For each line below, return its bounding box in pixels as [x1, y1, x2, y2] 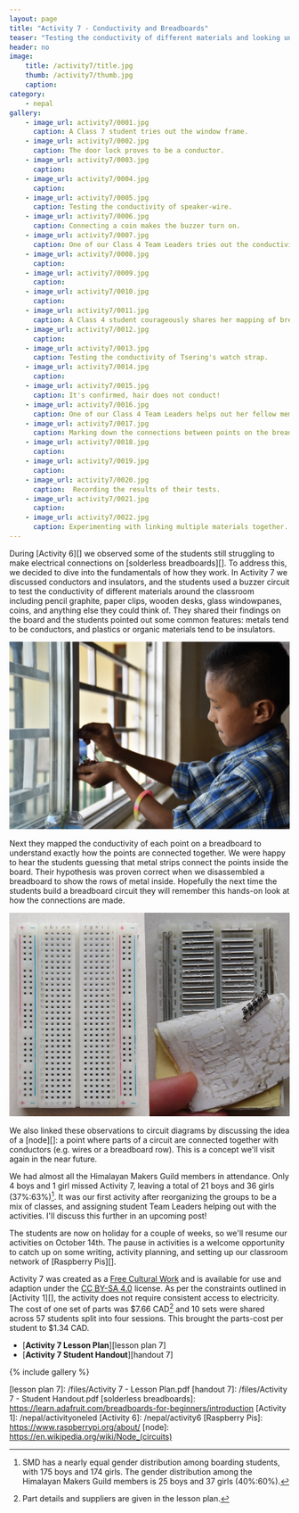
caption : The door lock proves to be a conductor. [32, 146, 225, 155]
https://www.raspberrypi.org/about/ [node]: [9, 1421, 169, 1432]
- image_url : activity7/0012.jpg [25, 325, 149, 334]
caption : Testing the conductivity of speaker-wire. [32, 203, 233, 211]
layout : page [9, 14, 58, 23]
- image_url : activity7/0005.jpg [25, 193, 149, 203]
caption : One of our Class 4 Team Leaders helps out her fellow [32, 409, 277, 418]
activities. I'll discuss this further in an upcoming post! [9, 1211, 207, 1221]
